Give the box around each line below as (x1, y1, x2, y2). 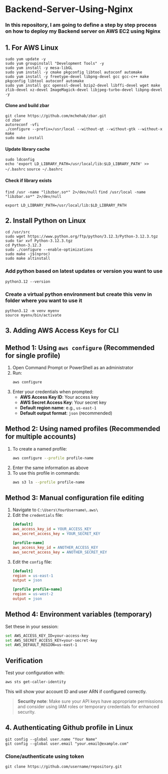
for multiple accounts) (5, 432, 76, 441)
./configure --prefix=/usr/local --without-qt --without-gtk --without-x (5, 127, 163, 132)
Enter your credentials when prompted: (12, 389, 94, 395)
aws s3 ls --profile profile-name (12, 480, 85, 485)
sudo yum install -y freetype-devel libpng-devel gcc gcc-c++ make (5, 74, 149, 79)
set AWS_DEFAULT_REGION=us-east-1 (5, 642, 78, 647)
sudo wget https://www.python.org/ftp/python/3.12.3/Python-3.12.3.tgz (5, 234, 158, 239)
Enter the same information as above (12, 465, 89, 471)
